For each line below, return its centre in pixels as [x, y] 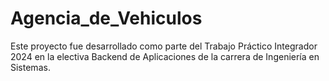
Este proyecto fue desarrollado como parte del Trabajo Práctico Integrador [164, 46]
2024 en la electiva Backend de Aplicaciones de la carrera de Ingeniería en [165, 56]
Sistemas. [30, 67]
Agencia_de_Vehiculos [106, 18]
